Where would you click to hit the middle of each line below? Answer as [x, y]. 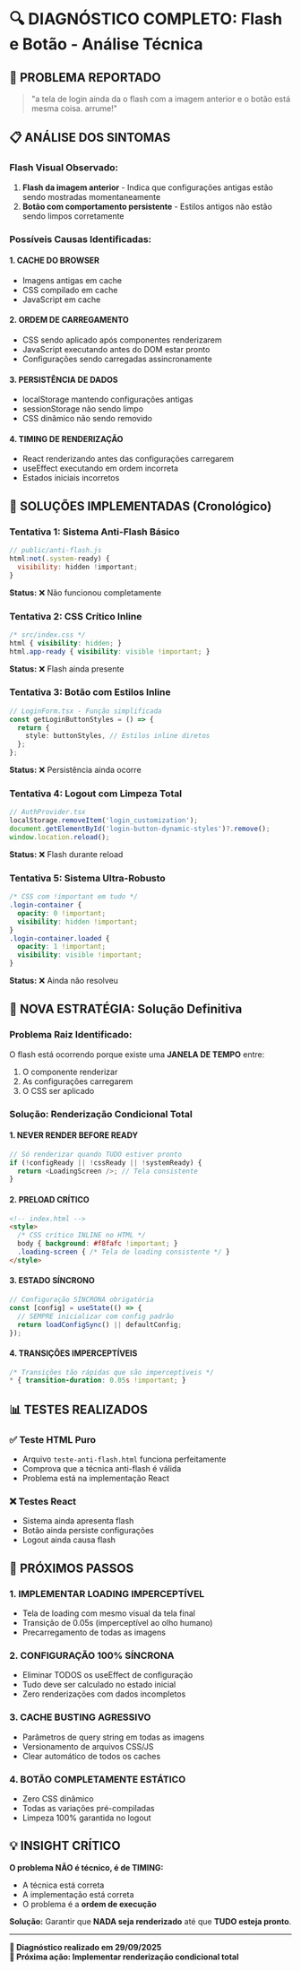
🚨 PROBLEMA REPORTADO [85, 78]
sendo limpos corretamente [73, 216]
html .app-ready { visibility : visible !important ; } [110, 651]
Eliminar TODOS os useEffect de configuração [107, 1675]
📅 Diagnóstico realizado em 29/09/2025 [86, 1947]
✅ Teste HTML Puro [53, 1439]
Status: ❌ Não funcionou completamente [86, 592]
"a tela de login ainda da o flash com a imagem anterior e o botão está [161, 99]
